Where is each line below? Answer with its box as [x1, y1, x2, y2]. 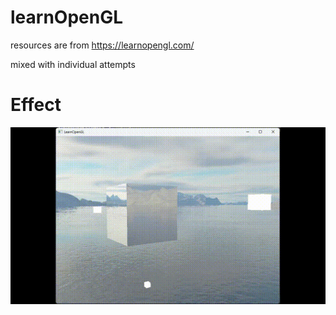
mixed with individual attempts [10, 58, 136, 70]
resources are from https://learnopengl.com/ [10, 39, 195, 51]
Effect [10, 94, 62, 116]
